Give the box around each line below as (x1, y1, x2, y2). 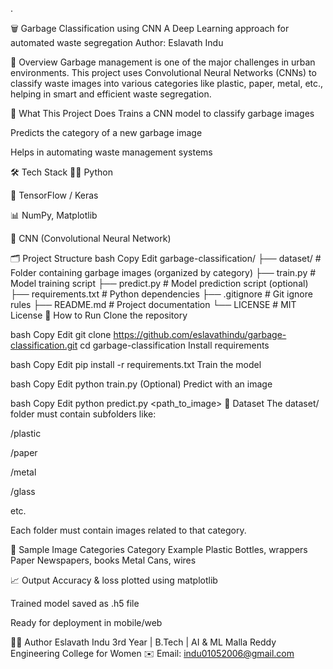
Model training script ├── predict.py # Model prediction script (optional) (10, 278, 309, 289)
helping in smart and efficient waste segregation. (10, 88, 212, 100)
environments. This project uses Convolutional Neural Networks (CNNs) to (10, 67, 317, 78)
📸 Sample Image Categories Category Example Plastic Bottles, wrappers (10, 544, 308, 555)
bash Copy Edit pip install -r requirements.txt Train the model (10, 359, 262, 370)
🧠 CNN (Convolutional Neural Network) (10, 233, 172, 244)
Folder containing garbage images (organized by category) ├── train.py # (10, 267, 317, 278)
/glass (10, 486, 36, 497)
